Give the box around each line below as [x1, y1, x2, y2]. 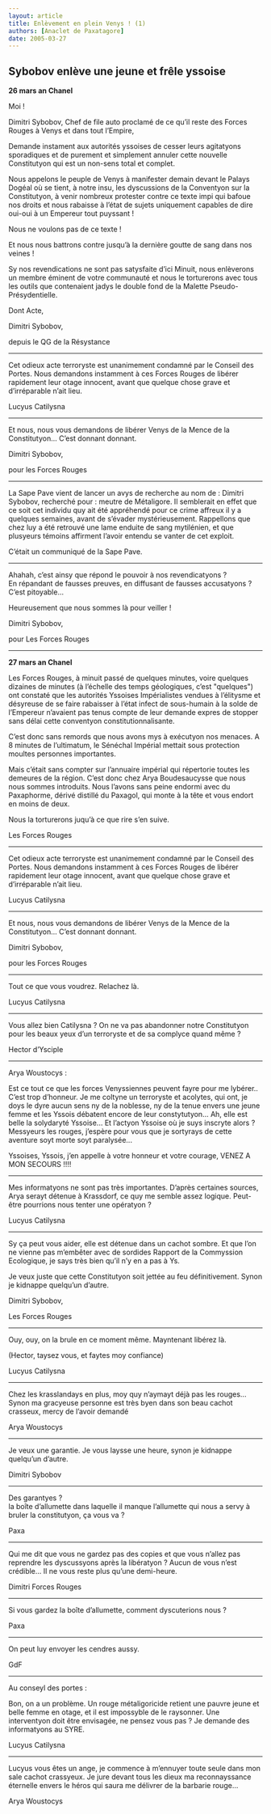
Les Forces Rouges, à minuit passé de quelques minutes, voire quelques [8, 673, 248, 683]
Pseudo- [209, 281, 239, 291]
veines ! [8, 248, 35, 259]
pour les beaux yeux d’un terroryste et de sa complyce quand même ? [8, 1029, 241, 1039]
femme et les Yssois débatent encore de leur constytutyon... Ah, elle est [8, 1110, 248, 1119]
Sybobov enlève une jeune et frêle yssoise [8, 64, 226, 78]
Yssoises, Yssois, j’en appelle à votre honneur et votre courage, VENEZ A [8, 1151, 251, 1161]
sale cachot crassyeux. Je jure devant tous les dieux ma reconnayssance [8, 1772, 252, 1782]
